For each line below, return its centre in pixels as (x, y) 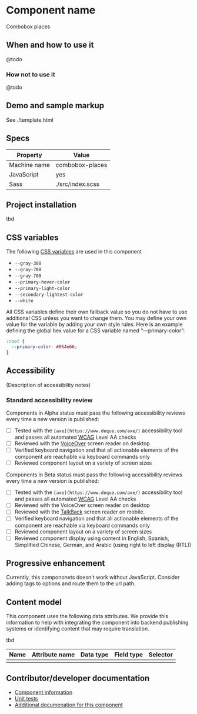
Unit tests (26, 699)
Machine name (29, 165)
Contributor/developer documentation (78, 678)
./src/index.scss (78, 184)
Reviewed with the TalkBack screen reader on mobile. (80, 512)
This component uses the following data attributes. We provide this (87, 616)
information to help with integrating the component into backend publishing (97, 623)
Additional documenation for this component (69, 705)
